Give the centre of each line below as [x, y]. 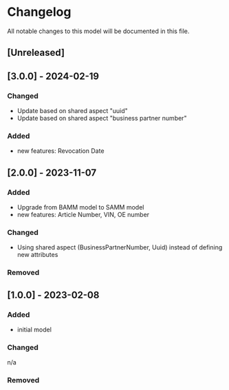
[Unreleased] [36, 53]
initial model [34, 329]
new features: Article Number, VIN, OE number [83, 215]
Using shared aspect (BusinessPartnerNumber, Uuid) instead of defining [120, 247]
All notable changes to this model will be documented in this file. [98, 31]
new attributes [37, 255]
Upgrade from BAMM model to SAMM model [80, 207]
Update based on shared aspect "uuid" [73, 111]
